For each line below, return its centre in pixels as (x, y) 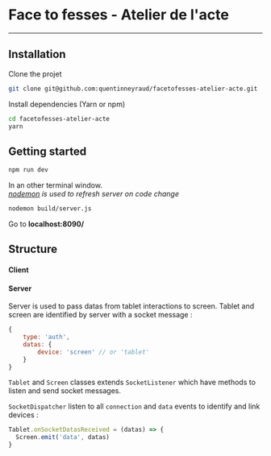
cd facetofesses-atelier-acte (59, 118)
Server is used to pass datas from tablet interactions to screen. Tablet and (131, 306)
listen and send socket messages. (65, 391)
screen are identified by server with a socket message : (100, 315)
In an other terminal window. (56, 185)
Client (19, 269)
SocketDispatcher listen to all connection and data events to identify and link (134, 406)
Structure (33, 249)
